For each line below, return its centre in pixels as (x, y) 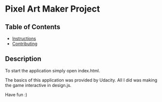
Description (23, 59)
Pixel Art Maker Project (53, 9)
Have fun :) (16, 94)
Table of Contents (33, 27)
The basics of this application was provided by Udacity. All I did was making (81, 80)
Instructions (24, 38)
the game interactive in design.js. (38, 85)
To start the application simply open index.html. (53, 70)
